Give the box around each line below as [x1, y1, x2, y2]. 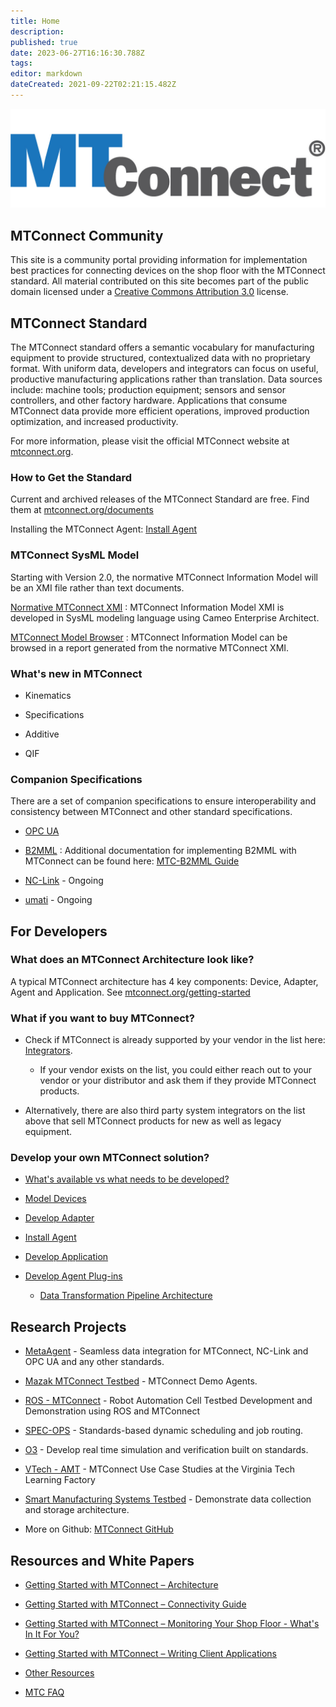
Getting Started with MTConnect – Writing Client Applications [24, 1648, 277, 1660]
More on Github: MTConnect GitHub [24, 1523, 174, 1535]
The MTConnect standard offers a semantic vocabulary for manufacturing [10, 341, 315, 353]
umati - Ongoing [24, 894, 93, 906]
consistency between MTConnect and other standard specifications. [10, 806, 293, 818]
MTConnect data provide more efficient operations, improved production [10, 405, 310, 417]
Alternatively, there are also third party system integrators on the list [24, 1105, 306, 1117]
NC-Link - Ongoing [24, 875, 104, 887]
